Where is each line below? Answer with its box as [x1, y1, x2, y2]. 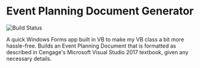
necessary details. [6, 55, 52, 62]
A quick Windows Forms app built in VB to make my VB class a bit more [6, 36, 184, 43]
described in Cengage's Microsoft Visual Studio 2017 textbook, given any [6, 48, 189, 55]
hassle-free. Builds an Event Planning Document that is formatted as [6, 42, 176, 49]
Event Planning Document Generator [6, 4, 194, 18]
